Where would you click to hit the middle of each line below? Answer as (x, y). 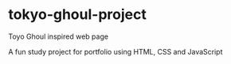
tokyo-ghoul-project (78, 15)
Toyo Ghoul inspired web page (59, 36)
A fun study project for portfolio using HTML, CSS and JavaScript (115, 51)
